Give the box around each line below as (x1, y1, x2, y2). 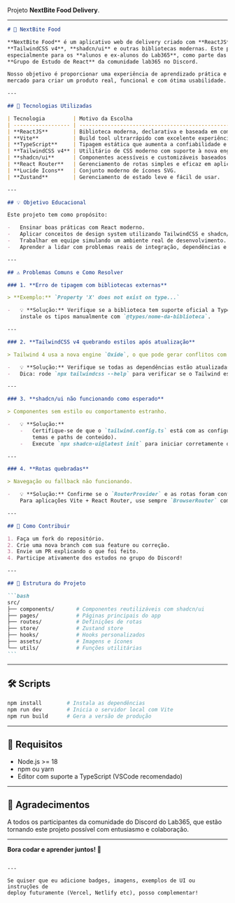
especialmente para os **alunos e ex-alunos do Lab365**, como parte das (7, 52, 227, 59)
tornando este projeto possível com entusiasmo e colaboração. (7, 825, 190, 833)
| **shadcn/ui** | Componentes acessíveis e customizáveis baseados (7, 154, 227, 162)
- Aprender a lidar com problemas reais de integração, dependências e (7, 243, 227, 250)
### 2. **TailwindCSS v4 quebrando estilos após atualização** (7, 339, 196, 346)
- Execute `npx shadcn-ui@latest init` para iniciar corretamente (20, 440, 224, 447)
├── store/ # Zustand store (7, 625, 124, 632)
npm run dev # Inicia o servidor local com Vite (7, 706, 173, 713)
